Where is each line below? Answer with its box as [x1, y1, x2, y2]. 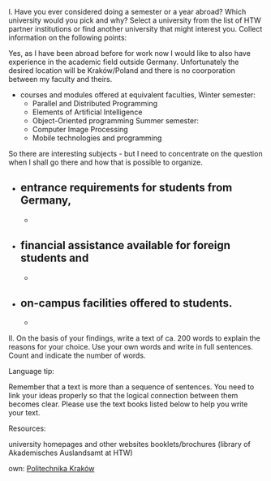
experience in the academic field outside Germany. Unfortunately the [8, 57, 239, 67]
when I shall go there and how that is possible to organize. [8, 157, 203, 167]
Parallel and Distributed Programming [32, 99, 158, 108]
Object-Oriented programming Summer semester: [32, 116, 200, 125]
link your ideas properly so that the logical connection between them [8, 391, 239, 401]
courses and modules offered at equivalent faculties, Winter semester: [19, 90, 256, 100]
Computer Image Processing [32, 125, 128, 134]
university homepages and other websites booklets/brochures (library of [8, 440, 252, 449]
